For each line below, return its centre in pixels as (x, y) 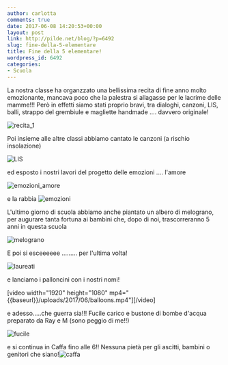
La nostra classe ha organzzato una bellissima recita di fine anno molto (107, 90)
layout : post (26, 32)
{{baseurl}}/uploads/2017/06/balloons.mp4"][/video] (81, 300)
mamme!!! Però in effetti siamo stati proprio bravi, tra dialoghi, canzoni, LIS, (113, 105)
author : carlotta (32, 13)
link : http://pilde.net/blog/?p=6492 (61, 39)
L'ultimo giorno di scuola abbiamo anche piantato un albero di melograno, (111, 212)
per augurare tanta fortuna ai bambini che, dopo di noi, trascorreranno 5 (109, 219)
